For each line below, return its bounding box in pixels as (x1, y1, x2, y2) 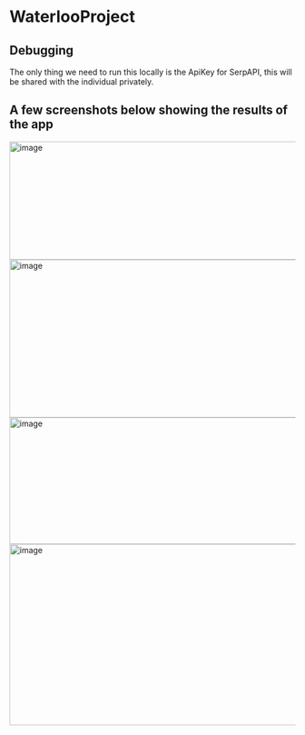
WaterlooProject (9, 6, 136, 27)
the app (9, 116, 54, 133)
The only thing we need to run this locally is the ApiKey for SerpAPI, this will (9, 66, 292, 77)
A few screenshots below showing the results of (9, 103, 289, 118)
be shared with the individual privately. (9, 76, 154, 87)
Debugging (9, 43, 74, 58)
